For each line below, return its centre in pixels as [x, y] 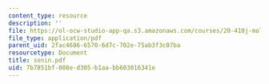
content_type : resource [48, 16]
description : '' [35, 23]
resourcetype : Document [48, 53]
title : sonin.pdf [37, 61]
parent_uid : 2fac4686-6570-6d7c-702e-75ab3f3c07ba [94, 46]
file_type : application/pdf [55, 38]
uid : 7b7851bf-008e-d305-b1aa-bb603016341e [82, 68]
